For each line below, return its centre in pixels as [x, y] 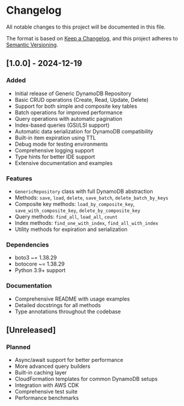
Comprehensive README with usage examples [72, 299]
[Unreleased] [31, 330]
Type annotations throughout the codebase [68, 311]
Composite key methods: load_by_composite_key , [75, 204]
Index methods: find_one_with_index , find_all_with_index [86, 223]
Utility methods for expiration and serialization [71, 229]
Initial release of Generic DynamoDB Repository [73, 93]
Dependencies [28, 245]
